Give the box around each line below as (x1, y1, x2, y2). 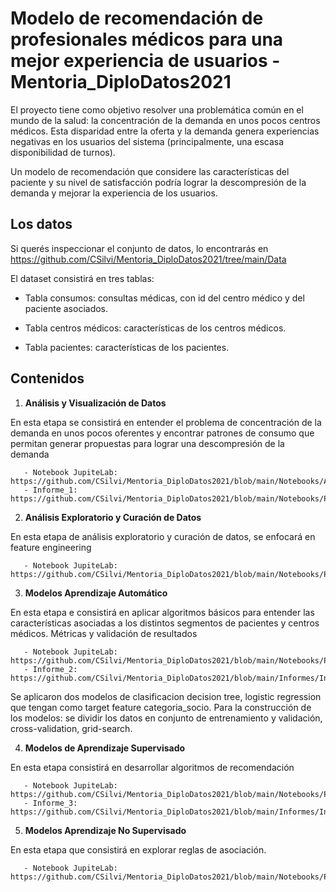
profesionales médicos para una (10, 28, 284, 51)
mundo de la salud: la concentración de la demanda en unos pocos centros (10, 114, 321, 126)
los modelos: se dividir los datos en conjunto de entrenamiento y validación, (10, 712, 323, 724)
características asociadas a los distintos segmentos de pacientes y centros (10, 617, 320, 629)
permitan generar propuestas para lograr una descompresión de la (10, 437, 285, 449)
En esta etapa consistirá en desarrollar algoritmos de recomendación (10, 761, 295, 773)
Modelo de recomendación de (10, 7, 264, 30)
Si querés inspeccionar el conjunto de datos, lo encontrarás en (10, 242, 269, 254)
